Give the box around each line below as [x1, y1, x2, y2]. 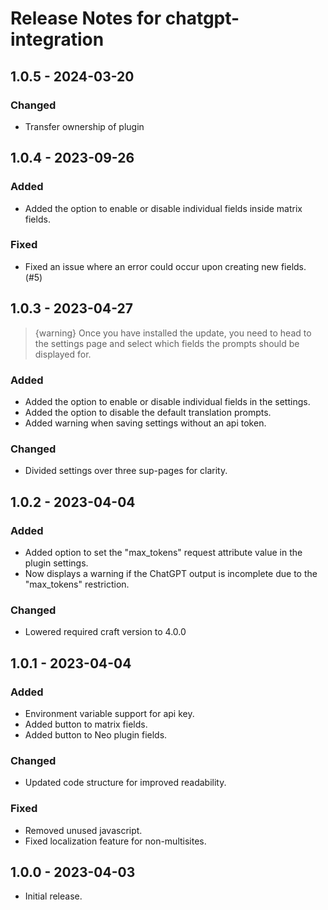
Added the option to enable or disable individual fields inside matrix [24, 202, 303, 214]
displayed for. [34, 348, 92, 360]
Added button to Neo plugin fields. [24, 728, 168, 741]
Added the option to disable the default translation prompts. [24, 406, 272, 418]
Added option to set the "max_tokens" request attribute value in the [24, 546, 303, 558]
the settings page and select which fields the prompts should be [34, 337, 300, 349]
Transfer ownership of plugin [24, 120, 145, 132]
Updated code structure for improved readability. [24, 777, 227, 789]
